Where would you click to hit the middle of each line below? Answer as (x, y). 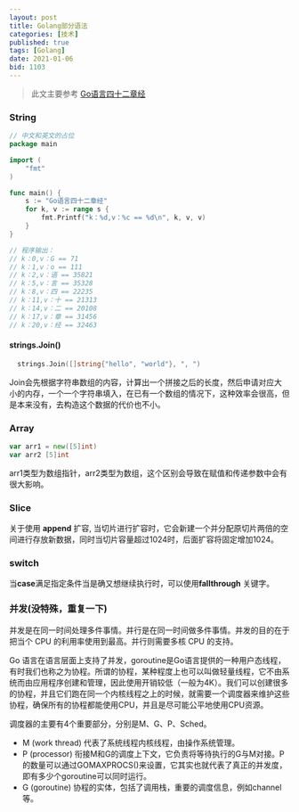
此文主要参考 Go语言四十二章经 (88, 94)
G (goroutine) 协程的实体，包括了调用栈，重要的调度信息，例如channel (152, 787)
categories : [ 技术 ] (44, 34)
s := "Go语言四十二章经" (67, 201)
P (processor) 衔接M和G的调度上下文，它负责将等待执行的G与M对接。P (153, 753)
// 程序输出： (32, 250)
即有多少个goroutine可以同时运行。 (86, 775)
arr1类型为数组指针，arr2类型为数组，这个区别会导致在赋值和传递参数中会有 (148, 472)
